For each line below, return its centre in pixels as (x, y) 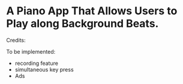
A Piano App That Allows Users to (92, 11)
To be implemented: (31, 51)
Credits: (16, 40)
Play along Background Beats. (82, 24)
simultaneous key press (44, 69)
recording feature (37, 63)
